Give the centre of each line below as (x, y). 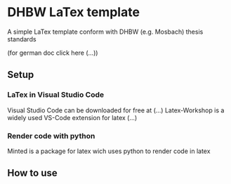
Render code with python (51, 136)
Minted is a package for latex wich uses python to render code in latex (109, 151)
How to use (32, 173)
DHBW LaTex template (74, 12)
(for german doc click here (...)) (53, 53)
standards (22, 39)
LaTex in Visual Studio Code (56, 95)
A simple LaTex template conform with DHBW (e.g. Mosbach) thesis (105, 32)
